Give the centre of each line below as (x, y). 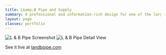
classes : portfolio (25, 24)
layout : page (19, 19)
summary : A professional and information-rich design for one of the (78, 14)
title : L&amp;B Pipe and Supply (38, 10)
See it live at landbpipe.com (33, 47)
